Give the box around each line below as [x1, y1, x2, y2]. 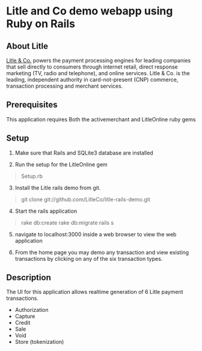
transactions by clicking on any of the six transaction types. [14, 255, 163, 262]
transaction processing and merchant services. [6, 82, 123, 90]
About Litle [6, 41, 49, 51]
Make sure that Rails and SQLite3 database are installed [14, 149, 153, 156]
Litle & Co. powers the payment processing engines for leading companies [6, 57, 191, 64]
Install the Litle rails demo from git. [14, 184, 101, 191]
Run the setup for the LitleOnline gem [14, 160, 108, 168]
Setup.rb [20, 172, 43, 180]
